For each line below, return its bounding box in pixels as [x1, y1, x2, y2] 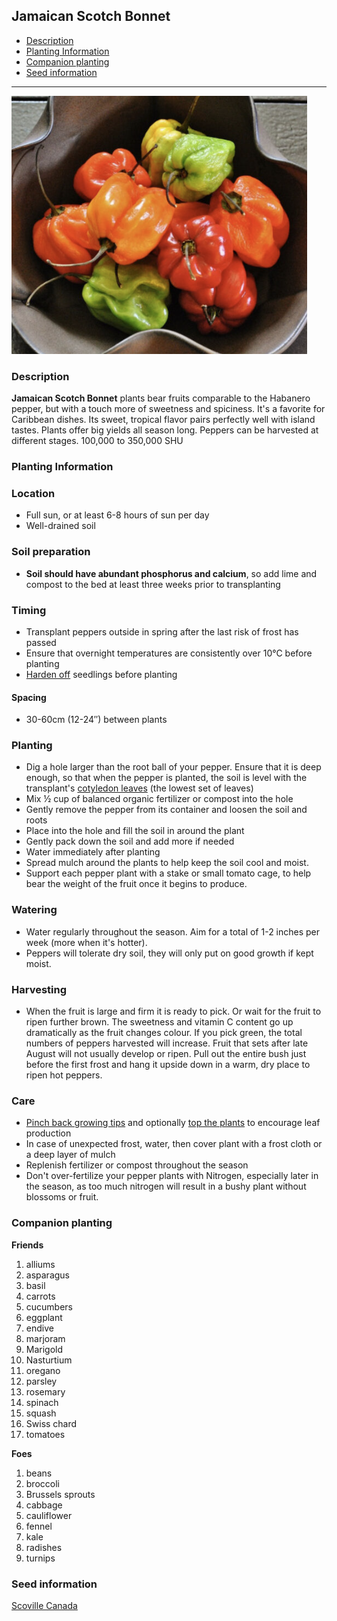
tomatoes [25, 1428, 66, 1440]
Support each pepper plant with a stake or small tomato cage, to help [25, 867, 312, 879]
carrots [25, 1290, 56, 1302]
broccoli [25, 1477, 60, 1489]
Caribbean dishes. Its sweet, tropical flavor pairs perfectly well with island [11, 414, 316, 426]
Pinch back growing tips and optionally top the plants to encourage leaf [25, 1117, 321, 1129]
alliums [25, 1258, 56, 1270]
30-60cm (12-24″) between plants [25, 714, 168, 726]
